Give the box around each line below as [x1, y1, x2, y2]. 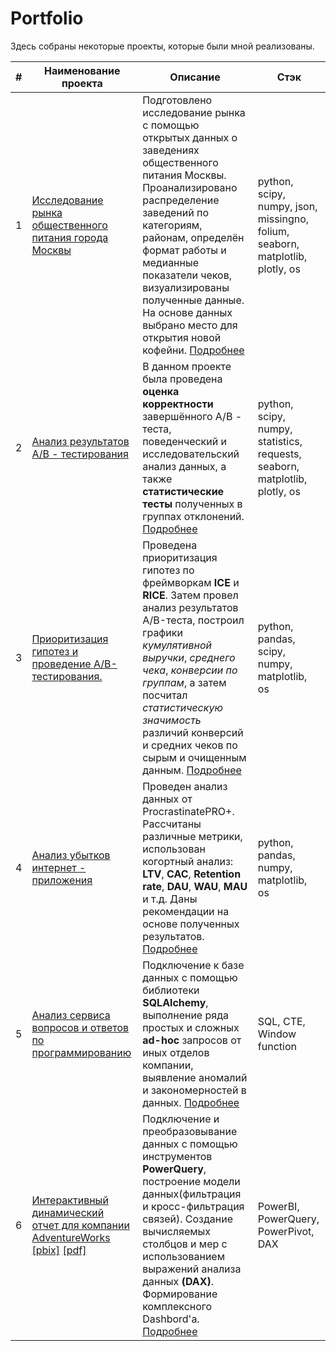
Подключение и [142, 1112, 220, 1126]
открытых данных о [142, 130, 238, 144]
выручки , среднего [142, 650, 236, 664]
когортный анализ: [142, 854, 234, 868]
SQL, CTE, [257, 1014, 306, 1028]
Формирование [142, 1287, 218, 1301]
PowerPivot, [257, 1224, 315, 1238]
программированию [31, 1045, 132, 1059]
